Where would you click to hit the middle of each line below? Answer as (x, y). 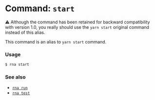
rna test (21, 93)
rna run (20, 88)
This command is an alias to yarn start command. (56, 41)
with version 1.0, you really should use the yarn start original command (77, 27)
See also (15, 77)
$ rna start (17, 65)
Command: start (40, 9)
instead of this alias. (25, 32)
